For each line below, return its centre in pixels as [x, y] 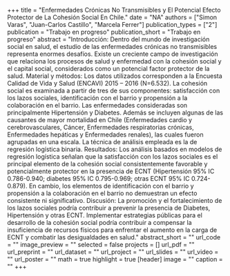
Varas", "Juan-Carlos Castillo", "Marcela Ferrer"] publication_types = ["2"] [112, 24]
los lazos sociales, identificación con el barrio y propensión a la [97, 98]
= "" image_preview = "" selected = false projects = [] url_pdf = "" [101, 245]
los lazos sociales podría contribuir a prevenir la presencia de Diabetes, [109, 208]
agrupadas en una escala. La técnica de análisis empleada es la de [102, 142]
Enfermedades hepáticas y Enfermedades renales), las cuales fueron [105, 135]
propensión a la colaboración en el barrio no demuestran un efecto [102, 193]
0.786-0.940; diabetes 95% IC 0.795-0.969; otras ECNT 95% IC [98, 178]
